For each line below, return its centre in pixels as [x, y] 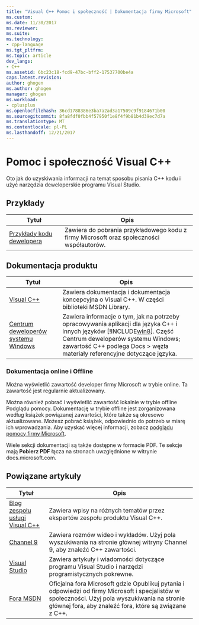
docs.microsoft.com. [31, 458]
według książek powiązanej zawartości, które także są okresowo [85, 414]
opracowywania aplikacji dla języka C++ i [120, 324]
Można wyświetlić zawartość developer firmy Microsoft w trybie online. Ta [97, 384]
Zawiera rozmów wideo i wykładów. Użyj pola [112, 534]
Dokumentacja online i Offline [50, 372]
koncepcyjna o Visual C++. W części [113, 299]
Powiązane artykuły [44, 476]
